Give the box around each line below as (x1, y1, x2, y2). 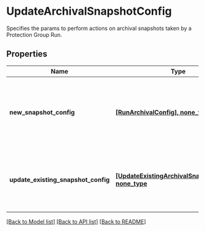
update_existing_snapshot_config (9, 175, 110, 184)
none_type (115, 179, 148, 187)
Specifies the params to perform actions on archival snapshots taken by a (6, 25, 192, 32)
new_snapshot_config (9, 108, 75, 116)
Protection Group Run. (6, 31, 62, 38)
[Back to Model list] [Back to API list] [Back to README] (6, 218, 146, 225)
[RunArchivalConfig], (115, 108, 179, 116)
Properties (6, 49, 48, 59)
